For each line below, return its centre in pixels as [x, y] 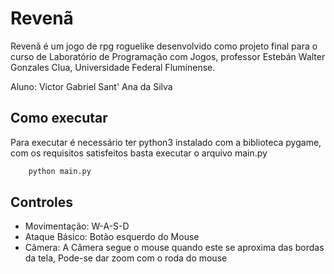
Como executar [59, 118]
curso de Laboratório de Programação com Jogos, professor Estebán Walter [168, 56]
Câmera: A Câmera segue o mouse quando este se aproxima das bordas [174, 248]
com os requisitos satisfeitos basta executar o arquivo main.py [139, 153]
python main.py [60, 171]
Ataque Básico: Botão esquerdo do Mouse [112, 237]
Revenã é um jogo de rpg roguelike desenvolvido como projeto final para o [164, 46]
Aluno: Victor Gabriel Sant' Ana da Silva [91, 86]
